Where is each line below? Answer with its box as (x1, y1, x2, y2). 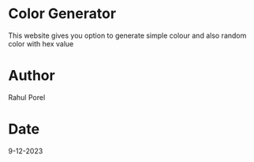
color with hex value (8, 39, 74, 48)
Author (8, 67, 55, 85)
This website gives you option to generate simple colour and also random (8, 31, 247, 40)
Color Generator (8, 5, 117, 23)
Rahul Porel (8, 92, 46, 102)
